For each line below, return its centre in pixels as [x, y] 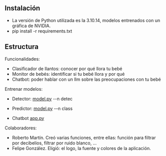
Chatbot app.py [28, 118]
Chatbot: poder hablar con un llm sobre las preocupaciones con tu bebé [86, 79]
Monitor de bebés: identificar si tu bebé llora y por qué [68, 74]
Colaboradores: [21, 128]
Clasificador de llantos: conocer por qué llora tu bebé [67, 68]
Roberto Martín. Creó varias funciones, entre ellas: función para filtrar [84, 137]
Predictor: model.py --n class [42, 108]
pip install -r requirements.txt [42, 31]
